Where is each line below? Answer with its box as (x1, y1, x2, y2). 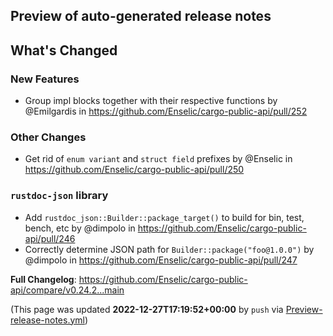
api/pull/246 (24, 232, 76, 244)
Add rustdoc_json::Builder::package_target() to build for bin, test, (24, 211, 305, 223)
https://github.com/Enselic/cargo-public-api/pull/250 (24, 164, 245, 176)
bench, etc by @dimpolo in (24, 222, 136, 234)
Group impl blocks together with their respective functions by (24, 95, 278, 107)
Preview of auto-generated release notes (10, 8, 272, 25)
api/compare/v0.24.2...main (10, 284, 125, 296)
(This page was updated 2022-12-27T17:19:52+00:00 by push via (10, 303, 284, 315)
